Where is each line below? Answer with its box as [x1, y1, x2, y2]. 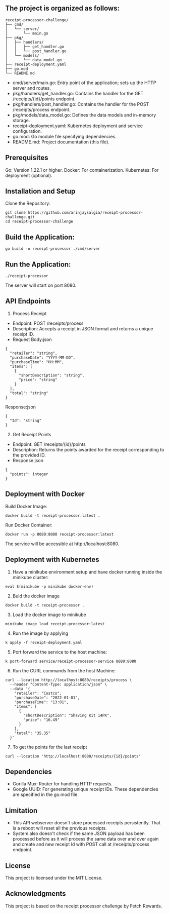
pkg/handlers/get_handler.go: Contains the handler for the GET [12, 90, 144, 96]
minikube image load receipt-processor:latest [5, 621, 105, 626]
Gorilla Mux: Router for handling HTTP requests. [12, 781, 112, 787]
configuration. [12, 128, 42, 134]
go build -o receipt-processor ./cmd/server [5, 246, 100, 251]
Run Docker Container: [5, 522, 53, 528]
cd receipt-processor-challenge [5, 219, 73, 224]
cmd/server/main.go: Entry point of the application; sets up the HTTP [12, 80, 156, 86]
